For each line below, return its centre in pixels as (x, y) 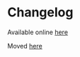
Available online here (38, 32)
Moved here (25, 46)
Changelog (40, 12)
